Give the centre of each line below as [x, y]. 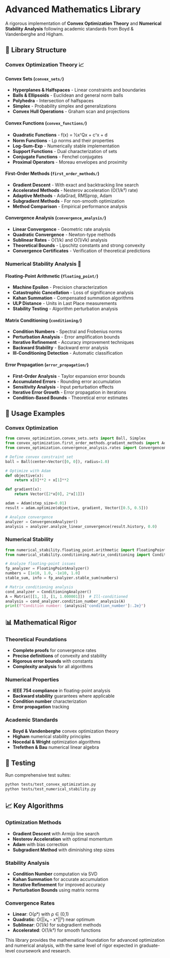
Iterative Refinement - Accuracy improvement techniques [73, 342]
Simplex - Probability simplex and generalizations [64, 106]
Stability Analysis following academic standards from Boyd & [70, 28]
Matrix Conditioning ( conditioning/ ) [44, 320]
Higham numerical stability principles [52, 736]
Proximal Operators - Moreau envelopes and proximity [70, 162]
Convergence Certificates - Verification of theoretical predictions [81, 251]
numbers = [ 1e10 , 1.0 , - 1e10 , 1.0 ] [43, 573]
